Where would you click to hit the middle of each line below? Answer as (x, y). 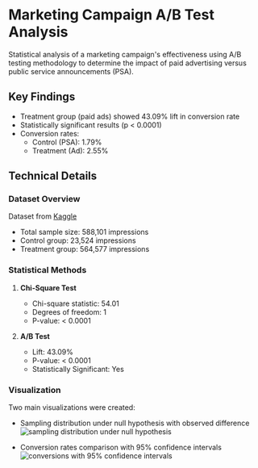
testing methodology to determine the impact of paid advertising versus (128, 63)
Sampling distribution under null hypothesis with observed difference (135, 423)
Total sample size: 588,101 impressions (84, 232)
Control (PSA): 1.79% (67, 142)
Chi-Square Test (48, 287)
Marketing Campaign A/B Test (112, 15)
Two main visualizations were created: (72, 407)
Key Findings (42, 97)
